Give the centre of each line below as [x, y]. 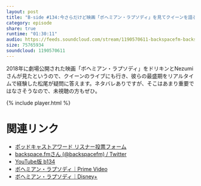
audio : [14, 39]
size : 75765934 [25, 45]
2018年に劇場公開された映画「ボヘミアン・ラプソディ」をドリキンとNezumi [100, 68]
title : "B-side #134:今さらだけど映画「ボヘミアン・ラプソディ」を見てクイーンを [97, 17]
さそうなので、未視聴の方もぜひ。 [58, 91]
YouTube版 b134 [35, 161]
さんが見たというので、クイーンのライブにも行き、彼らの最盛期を [87, 76]
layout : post [22, 12]
